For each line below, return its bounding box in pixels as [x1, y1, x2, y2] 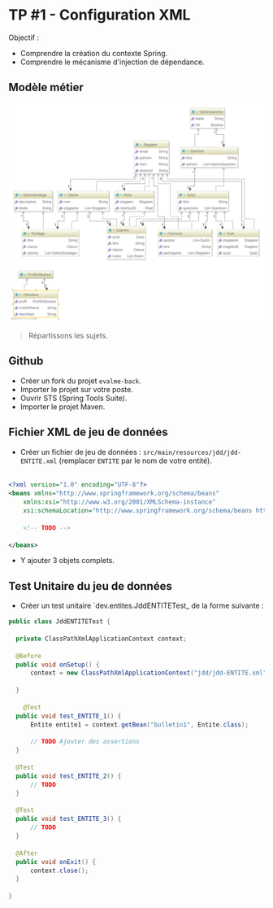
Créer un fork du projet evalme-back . [19, 376, 142, 386]
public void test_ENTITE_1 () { [15, 712, 122, 720]
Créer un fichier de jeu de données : [19, 447, 141, 456]
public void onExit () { [15, 858, 96, 866]
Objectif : [8, 33, 39, 42]
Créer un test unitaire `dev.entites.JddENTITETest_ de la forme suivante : [19, 600, 264, 611]
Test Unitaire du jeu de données [8, 579, 172, 593]
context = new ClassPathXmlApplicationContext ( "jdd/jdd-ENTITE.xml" [29, 669, 267, 677]
